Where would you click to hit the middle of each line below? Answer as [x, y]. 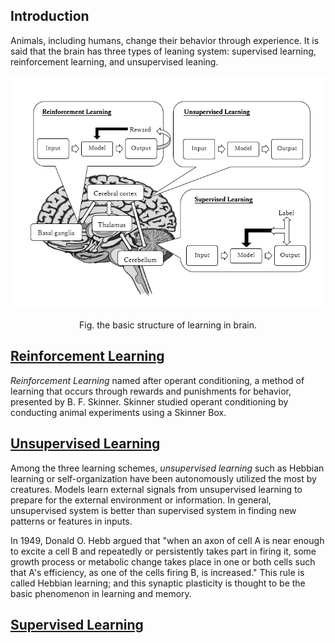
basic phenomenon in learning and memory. [101, 593]
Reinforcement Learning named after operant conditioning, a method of [157, 380]
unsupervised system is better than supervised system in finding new [153, 510]
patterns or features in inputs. [71, 521]
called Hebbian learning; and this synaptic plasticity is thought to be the [158, 583]
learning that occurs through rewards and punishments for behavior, [151, 391]
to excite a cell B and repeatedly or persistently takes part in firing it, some [163, 551]
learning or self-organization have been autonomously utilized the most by [163, 478]
